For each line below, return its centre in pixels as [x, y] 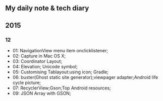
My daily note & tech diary [47, 8]
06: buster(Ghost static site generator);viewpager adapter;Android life [85, 77]
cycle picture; [27, 83]
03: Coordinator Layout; [37, 61]
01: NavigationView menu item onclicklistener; [60, 51]
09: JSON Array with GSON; [42, 93]
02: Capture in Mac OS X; [39, 56]
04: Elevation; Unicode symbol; [45, 67]
